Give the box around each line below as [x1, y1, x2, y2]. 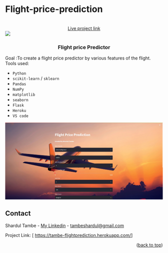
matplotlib [12, 92, 35, 97]
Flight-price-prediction [5, 3, 103, 15]
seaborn [12, 97, 28, 103]
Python [12, 71, 26, 76]
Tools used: [5, 60, 29, 66]
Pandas [12, 81, 26, 87]
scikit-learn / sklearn [12, 75, 59, 81]
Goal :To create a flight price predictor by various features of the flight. [5, 55, 151, 61]
